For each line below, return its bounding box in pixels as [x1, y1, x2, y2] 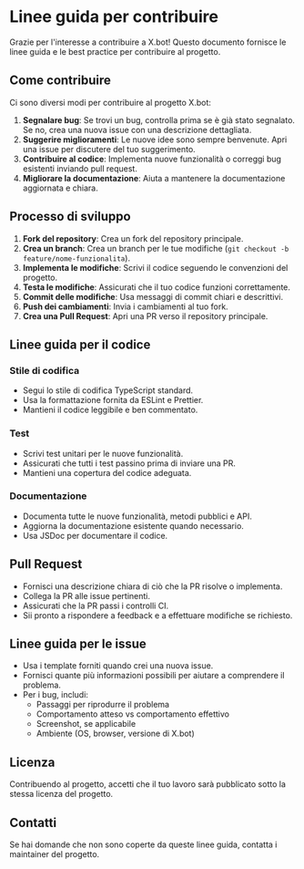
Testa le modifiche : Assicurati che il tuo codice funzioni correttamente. [22, 281, 291, 293]
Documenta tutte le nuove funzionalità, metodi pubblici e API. [22, 511, 252, 522]
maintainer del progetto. [9, 849, 100, 860]
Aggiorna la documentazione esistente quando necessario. [22, 520, 244, 531]
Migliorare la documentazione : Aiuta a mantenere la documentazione [22, 172, 286, 183]
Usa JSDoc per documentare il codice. [22, 530, 168, 541]
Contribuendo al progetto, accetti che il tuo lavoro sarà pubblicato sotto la [9, 779, 287, 790]
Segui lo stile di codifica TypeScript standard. [22, 385, 194, 396]
